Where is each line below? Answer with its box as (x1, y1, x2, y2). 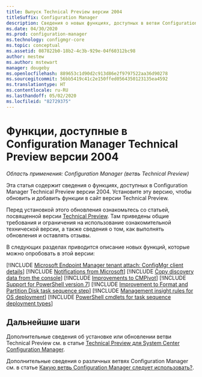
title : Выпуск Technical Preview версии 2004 (6, 8, 122, 15)
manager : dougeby (6, 64, 50, 71)
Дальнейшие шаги (6, 317, 80, 327)
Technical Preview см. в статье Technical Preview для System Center (6, 340, 180, 347)
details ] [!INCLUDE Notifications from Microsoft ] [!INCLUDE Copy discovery (6, 267, 194, 275)
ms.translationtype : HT (6, 82, 66, 88)
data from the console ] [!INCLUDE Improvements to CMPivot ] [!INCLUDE (6, 274, 186, 281)
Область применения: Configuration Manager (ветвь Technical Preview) (6, 170, 189, 177)
